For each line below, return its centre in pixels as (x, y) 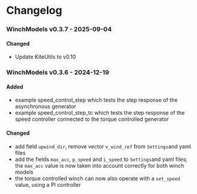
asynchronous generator (45, 106)
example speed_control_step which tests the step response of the (96, 100)
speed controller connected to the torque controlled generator (92, 119)
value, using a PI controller (48, 184)
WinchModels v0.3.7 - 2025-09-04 (59, 29)
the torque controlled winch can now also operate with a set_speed (97, 178)
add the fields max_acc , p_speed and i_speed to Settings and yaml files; (101, 159)
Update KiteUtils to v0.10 (45, 57)
